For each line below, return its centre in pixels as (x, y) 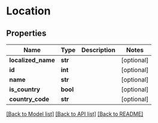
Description (98, 50)
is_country (25, 89)
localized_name (32, 60)
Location (28, 11)
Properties (26, 33)
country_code (29, 99)
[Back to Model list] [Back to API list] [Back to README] (75, 114)
